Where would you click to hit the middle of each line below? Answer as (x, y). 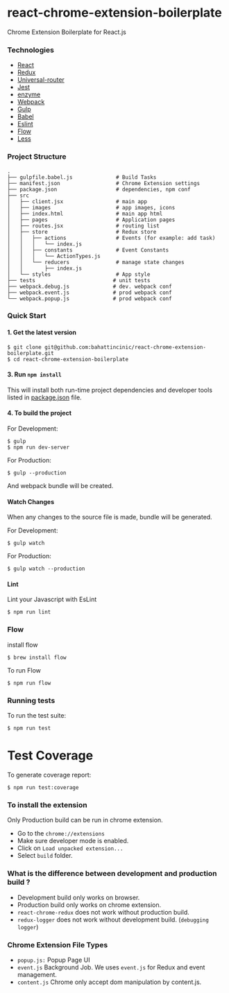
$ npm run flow (29, 683)
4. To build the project (39, 413)
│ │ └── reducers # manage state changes (96, 262)
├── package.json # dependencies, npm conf (99, 189)
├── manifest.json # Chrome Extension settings (103, 183)
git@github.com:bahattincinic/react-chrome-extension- (125, 347)
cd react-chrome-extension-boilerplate (71, 359)
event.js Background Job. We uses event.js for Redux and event (111, 967)
